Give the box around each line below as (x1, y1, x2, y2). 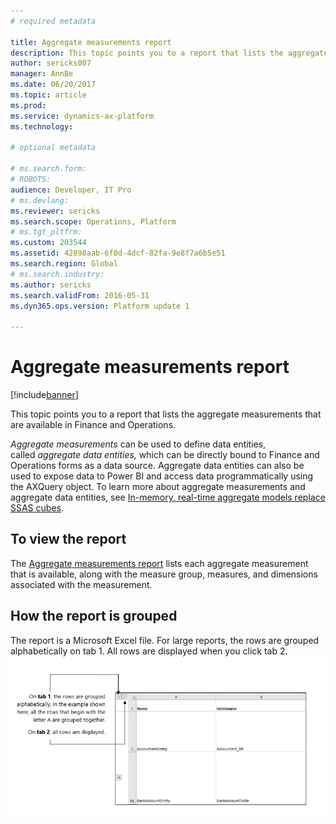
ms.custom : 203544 (10, 238, 87, 248)
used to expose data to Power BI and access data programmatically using (10, 470, 314, 482)
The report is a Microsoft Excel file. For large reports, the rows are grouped (10, 634, 320, 646)
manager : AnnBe (10, 69, 74, 79)
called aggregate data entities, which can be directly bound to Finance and (10, 449, 320, 461)
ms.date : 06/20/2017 (10, 80, 97, 90)
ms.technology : (10, 121, 74, 132)
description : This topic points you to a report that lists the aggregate (10, 48, 329, 58)
